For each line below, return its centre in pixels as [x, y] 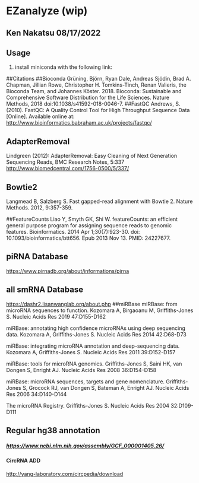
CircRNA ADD [23, 460]
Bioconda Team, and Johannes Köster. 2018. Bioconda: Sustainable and [94, 91]
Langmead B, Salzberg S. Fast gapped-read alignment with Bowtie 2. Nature [99, 201]
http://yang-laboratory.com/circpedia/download [65, 474]
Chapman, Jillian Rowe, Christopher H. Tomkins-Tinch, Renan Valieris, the [97, 85]
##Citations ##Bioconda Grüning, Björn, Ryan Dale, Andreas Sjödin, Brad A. [99, 79]
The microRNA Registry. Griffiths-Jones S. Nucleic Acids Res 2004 [88, 405]
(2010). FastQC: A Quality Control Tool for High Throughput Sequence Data [98, 110]
